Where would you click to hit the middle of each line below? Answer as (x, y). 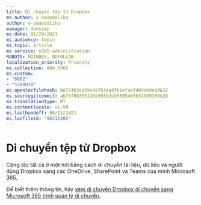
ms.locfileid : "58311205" (39, 118)
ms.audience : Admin (31, 40)
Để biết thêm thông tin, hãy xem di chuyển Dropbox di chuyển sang (90, 189)
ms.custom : (20, 74)
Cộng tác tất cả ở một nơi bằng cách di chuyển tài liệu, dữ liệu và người (94, 165)
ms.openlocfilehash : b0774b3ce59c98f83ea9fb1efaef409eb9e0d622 (87, 90)
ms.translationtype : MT (36, 101)
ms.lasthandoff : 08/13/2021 (42, 113)
